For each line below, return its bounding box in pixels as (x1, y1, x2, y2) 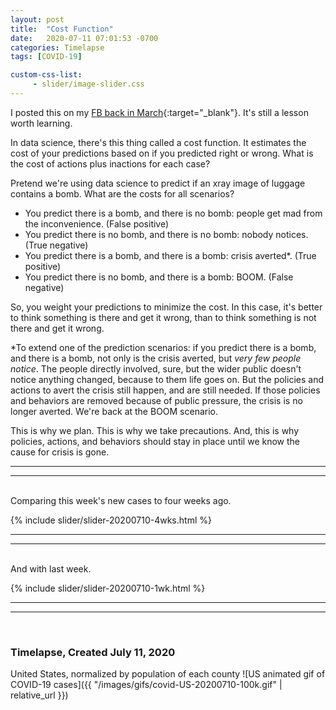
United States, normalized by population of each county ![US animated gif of (10, 668, 326, 680)
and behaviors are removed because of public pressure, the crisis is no (10, 394, 303, 406)
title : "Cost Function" (10, 24, 114, 34)
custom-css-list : (10, 70, 83, 80)
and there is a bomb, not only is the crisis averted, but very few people (10, 352, 302, 364)
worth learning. (10, 117, 73, 129)
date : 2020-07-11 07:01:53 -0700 (10, 33, 159, 43)
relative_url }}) (10, 689, 69, 701)
